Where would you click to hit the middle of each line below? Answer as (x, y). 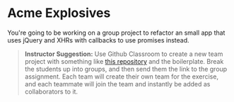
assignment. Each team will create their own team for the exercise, (122, 76)
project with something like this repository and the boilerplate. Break (124, 61)
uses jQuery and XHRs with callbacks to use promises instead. (98, 40)
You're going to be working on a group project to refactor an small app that (116, 33)
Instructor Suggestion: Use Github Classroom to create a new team (124, 54)
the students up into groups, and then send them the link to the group (126, 69)
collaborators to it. (51, 91)
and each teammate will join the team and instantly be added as (117, 84)
